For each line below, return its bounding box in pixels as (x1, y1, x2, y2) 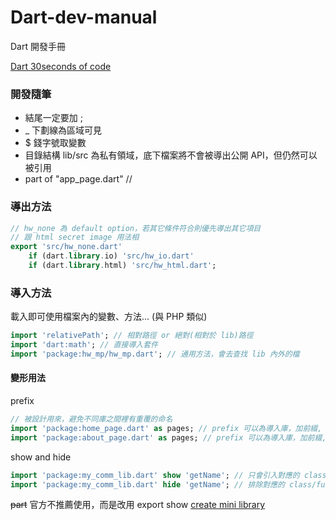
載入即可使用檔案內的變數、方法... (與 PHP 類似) (10, 311, 208, 323)
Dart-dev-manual (10, 6, 158, 29)
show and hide (10, 451, 72, 463)
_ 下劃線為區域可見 (24, 124, 103, 136)
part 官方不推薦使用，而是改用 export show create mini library (10, 499, 266, 511)
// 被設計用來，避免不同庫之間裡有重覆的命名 (10, 414, 173, 425)
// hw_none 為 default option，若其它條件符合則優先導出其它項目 (10, 223, 262, 233)
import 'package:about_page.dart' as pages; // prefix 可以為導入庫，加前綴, (10, 432, 327, 443)
